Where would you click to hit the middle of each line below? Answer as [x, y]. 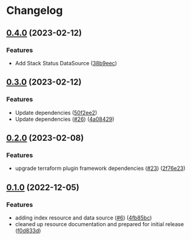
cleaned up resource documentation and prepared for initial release [99, 224]
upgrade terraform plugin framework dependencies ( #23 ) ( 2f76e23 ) [100, 168]
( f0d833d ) [28, 230]
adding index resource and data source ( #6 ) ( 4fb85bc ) [83, 218]
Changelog [35, 11]
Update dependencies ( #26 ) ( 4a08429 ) [65, 119]
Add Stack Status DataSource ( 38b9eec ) [66, 63]
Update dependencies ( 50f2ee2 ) [56, 112]
